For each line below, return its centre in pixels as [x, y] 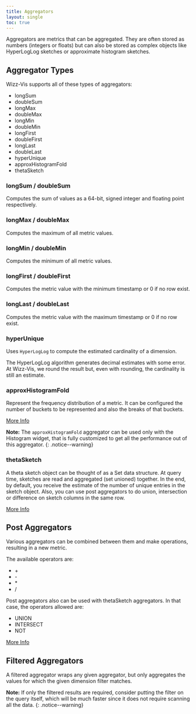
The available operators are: [40, 559]
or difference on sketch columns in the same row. [66, 498]
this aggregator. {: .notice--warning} [50, 445]
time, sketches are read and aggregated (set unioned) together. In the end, [96, 479]
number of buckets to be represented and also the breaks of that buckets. [95, 410]
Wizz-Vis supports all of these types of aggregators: [69, 84]
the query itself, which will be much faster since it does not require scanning [98, 699]
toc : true [18, 22]
